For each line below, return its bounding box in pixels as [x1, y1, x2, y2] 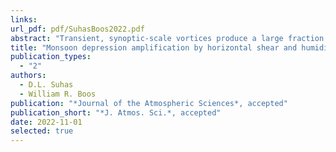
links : [10, 14, 38, 25]
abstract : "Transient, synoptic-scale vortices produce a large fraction [10, 33, 325, 43]
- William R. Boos [19, 89, 97, 99]
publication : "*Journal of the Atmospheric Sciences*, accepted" [10, 98, 288, 108]
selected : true [10, 126, 74, 136]
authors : [10, 71, 47, 81]
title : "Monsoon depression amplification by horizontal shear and [10, 42, 298, 53]
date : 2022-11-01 [10, 117, 83, 127]
